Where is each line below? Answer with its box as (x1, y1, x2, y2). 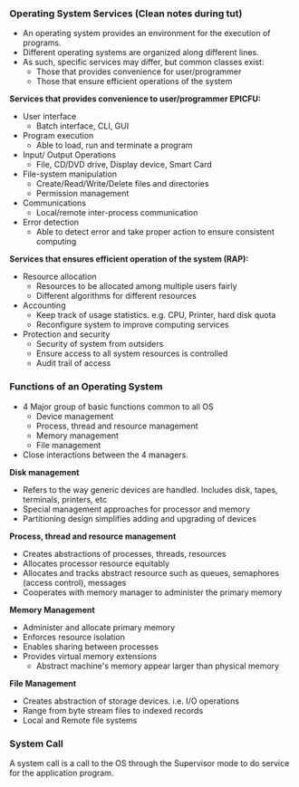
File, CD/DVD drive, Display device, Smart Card (35, 159, 212, 170)
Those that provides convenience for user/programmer (35, 66, 242, 77)
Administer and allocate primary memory (22, 621, 175, 632)
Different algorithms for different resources (35, 291, 197, 302)
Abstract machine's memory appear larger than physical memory (35, 660, 279, 671)
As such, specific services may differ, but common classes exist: (22, 57, 265, 68)
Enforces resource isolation (22, 631, 125, 642)
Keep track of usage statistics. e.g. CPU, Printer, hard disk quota (35, 310, 276, 321)
